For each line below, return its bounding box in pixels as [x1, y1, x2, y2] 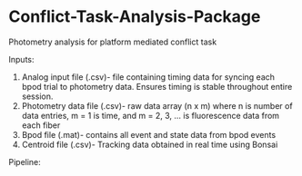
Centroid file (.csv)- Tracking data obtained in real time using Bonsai [21, 139, 278, 150]
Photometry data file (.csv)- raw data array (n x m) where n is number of [21, 100, 293, 111]
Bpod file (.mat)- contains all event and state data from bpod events [21, 129, 277, 140]
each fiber [21, 120, 61, 131]
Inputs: [8, 54, 35, 64]
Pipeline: [8, 156, 42, 167]
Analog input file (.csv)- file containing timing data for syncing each [21, 71, 275, 83]
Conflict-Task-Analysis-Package [8, 6, 261, 27]
